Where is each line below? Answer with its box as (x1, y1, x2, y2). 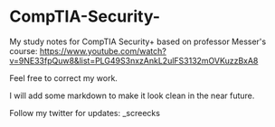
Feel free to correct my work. (9, 72, 118, 83)
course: (9, 45, 38, 56)
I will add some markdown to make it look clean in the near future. (9, 90, 255, 101)
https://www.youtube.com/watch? (39, 45, 167, 56)
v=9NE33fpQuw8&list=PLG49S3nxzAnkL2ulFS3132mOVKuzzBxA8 (9, 55, 259, 66)
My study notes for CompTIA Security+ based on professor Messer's (9, 36, 267, 47)
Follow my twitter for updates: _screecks (9, 107, 161, 118)
